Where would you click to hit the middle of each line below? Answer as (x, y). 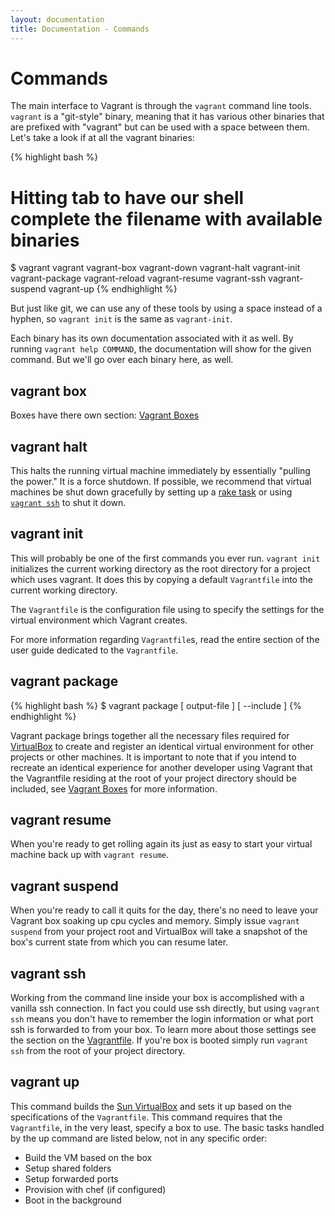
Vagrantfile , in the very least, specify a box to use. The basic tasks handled (167, 1127)
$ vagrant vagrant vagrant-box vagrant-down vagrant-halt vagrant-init (155, 268)
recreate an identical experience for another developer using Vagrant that (161, 767)
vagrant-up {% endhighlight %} (113, 289)
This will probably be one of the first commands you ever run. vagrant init (165, 558)
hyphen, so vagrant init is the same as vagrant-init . (121, 319)
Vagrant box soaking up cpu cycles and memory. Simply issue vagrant (155, 921)
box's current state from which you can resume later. (119, 942)
